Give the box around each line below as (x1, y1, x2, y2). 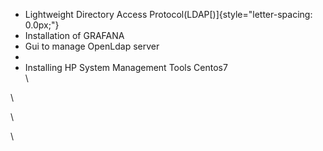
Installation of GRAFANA (24, 30, 125, 41)
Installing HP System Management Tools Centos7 (24, 62, 228, 73)
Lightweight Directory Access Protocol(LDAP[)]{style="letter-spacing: (24, 9, 313, 20)
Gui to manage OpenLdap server (24, 40, 160, 52)
